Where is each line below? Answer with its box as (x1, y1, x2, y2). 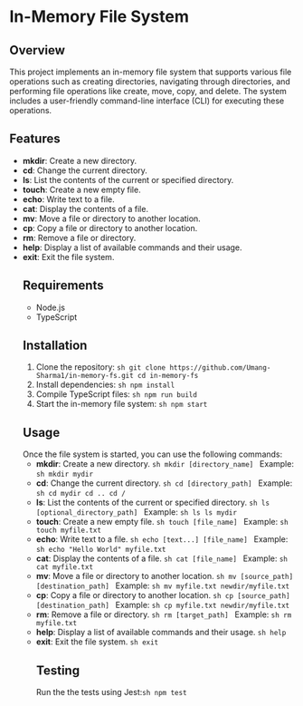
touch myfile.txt (35, 526, 102, 536)
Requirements (22, 278, 104, 294)
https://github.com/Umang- (169, 363, 271, 372)
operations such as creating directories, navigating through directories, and (9, 76, 291, 87)
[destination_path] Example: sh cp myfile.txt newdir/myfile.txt (35, 600, 290, 611)
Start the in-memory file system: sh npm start (35, 399, 208, 410)
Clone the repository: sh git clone (35, 362, 166, 372)
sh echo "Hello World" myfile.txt (35, 546, 166, 555)
